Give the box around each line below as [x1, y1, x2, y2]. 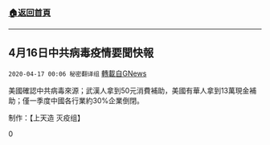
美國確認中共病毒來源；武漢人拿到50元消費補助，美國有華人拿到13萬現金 [8, 86, 250, 96]
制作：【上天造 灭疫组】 [8, 113, 84, 122]
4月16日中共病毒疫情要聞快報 [8, 46, 154, 60]
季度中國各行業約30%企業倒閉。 [35, 96, 145, 106]
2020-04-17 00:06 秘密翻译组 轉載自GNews [8, 68, 147, 78]
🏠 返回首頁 [8, 6, 51, 18]
